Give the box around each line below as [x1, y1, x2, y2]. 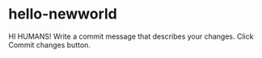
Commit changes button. [8, 39, 91, 49]
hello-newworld [8, 5, 117, 23]
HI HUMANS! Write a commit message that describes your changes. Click [8, 31, 254, 41]
